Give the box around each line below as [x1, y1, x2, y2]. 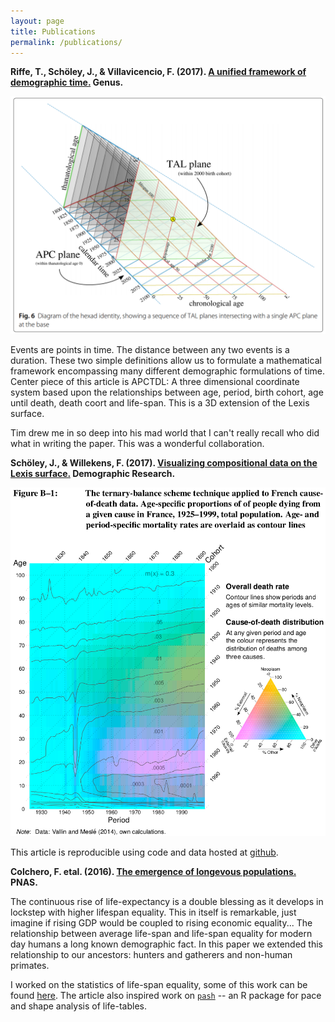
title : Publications [10, 26, 97, 37]
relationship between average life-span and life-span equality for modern [10, 927, 313, 939]
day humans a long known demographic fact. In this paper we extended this [10, 938, 324, 950]
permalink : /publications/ [10, 37, 123, 47]
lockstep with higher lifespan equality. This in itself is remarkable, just [10, 906, 297, 918]
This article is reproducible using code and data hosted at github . [10, 846, 279, 858]
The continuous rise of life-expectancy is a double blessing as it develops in [10, 895, 324, 907]
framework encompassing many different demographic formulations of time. [10, 365, 325, 377]
